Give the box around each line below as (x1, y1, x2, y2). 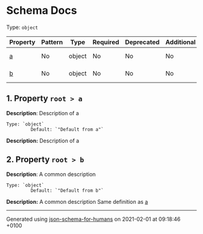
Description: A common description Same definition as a (6, 198, 148, 205)
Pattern (41, 37, 63, 46)
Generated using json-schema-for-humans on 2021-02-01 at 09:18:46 (6, 215, 181, 223)
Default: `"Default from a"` (30, 126, 104, 133)
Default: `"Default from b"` (30, 188, 104, 194)
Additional (165, 37, 196, 46)
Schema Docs (6, 4, 77, 17)
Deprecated (124, 37, 160, 46)
